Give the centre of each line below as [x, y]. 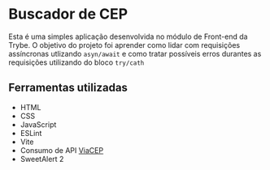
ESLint [31, 133]
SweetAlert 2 [42, 159]
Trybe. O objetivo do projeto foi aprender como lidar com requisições [124, 45]
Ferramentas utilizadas [68, 88]
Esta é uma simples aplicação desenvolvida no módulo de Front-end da [128, 36]
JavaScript [38, 124]
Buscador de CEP [68, 14]
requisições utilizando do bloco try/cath [76, 62]
